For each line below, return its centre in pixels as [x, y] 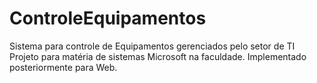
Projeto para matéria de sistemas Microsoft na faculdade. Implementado [158, 56]
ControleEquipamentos [108, 18]
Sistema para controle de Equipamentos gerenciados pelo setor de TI [152, 46]
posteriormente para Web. [63, 67]
